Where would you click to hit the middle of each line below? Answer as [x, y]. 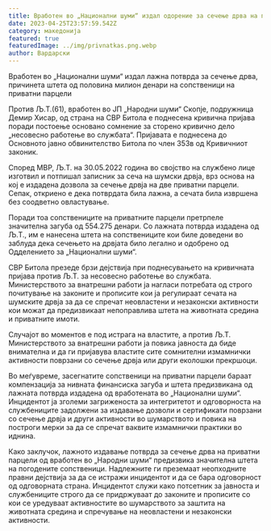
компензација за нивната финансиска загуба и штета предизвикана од [131, 385]
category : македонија [45, 31]
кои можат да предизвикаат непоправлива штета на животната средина [134, 310]
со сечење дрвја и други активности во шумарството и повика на [122, 419]
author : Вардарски [39, 53]
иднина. [22, 436]
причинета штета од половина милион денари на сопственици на [122, 85]
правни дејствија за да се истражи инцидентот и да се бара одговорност [135, 477]
